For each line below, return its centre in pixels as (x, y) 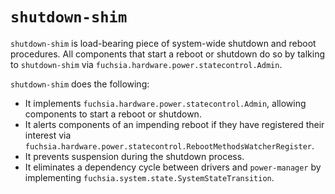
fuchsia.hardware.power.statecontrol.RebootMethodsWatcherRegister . (169, 145)
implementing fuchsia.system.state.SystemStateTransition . (149, 177)
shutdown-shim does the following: (80, 84)
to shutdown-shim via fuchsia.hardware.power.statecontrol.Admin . (146, 64)
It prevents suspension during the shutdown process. (134, 156)
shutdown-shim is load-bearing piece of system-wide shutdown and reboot (163, 43)
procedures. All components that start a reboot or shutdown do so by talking (168, 54)
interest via (48, 135)
